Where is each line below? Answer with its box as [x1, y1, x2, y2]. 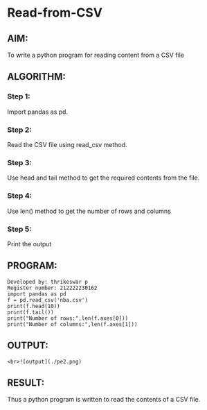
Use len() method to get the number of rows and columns [7, 207, 171, 215]
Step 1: [7, 92, 30, 101]
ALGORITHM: [7, 71, 66, 83]
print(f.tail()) [7, 309, 54, 316]
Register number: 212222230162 [7, 284, 98, 291]
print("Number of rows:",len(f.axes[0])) [7, 314, 129, 322]
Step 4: [7, 191, 33, 200]
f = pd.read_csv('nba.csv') [7, 296, 89, 303]
